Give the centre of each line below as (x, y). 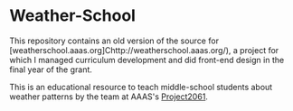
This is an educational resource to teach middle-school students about (141, 87)
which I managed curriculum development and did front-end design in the (147, 60)
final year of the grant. (51, 69)
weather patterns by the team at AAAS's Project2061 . (109, 97)
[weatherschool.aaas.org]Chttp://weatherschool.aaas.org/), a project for (144, 50)
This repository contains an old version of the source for (114, 41)
